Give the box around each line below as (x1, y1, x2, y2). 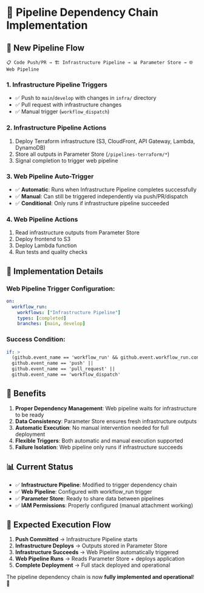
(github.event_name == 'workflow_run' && (12, 354, 118, 361)
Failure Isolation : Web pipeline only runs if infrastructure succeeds (15, 443, 183, 451)
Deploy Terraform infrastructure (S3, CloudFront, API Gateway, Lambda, (15, 137, 195, 145)
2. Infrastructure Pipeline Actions (6, 124, 107, 132)
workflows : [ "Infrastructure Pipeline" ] (17, 309, 121, 315)
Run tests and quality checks (15, 248, 88, 256)
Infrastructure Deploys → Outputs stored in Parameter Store (15, 542, 168, 550)
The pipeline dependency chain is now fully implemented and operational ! (6, 574, 194, 581)
